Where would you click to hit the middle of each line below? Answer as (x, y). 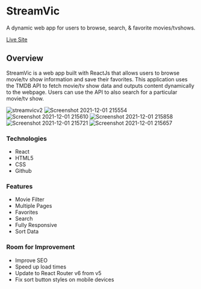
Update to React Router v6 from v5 (58, 273)
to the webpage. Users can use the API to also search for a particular (92, 92)
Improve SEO (31, 260)
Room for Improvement (41, 247)
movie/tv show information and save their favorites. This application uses (97, 79)
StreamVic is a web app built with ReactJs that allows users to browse (93, 73)
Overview (25, 58)
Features (20, 186)
